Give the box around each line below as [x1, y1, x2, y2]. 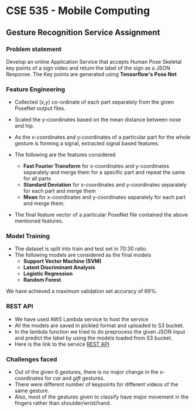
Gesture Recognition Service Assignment [6, 28, 160, 37]
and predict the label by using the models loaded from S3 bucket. [14, 334, 173, 341]
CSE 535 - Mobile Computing [6, 4, 150, 18]
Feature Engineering [6, 85, 66, 93]
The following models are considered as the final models [14, 252, 152, 259]
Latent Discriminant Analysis [23, 264, 95, 271]
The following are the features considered [14, 151, 116, 159]
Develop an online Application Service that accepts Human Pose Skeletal [6, 58, 182, 65]
